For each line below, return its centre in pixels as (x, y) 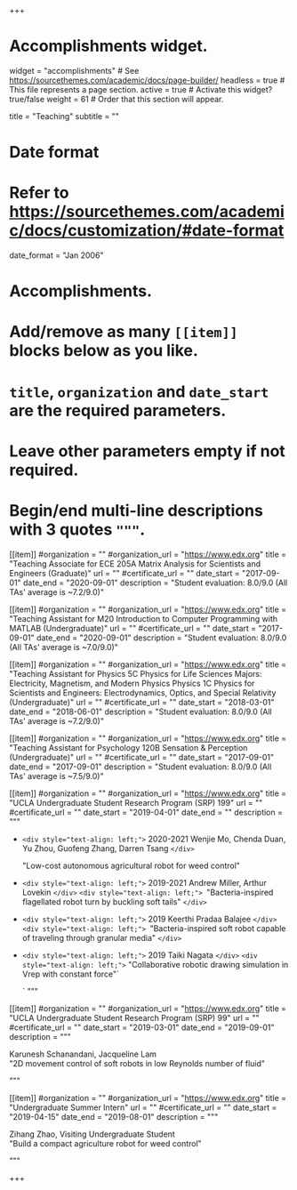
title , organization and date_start (139, 391)
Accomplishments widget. (108, 46)
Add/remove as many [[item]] (124, 332)
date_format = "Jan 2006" (56, 255)
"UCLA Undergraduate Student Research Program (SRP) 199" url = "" (136, 802)
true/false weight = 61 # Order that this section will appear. (116, 99)
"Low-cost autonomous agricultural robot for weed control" (131, 865)
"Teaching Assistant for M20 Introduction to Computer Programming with (144, 618)
